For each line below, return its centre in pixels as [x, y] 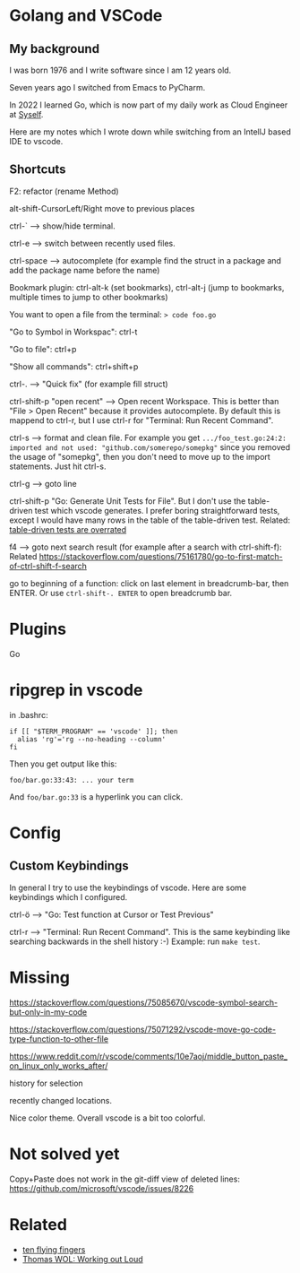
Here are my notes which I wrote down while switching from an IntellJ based [150, 132]
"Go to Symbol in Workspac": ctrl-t [73, 332]
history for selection [46, 1083]
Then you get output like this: [63, 764]
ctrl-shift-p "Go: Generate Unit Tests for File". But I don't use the [128, 501]
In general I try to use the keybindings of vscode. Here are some [128, 888]
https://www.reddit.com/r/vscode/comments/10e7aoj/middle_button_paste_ [149, 1056]
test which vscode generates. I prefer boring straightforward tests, [157, 510]
